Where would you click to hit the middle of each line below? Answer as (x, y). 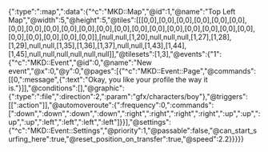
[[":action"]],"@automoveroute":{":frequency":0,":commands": (111, 105)
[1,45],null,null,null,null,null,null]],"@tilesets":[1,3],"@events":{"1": (115, 54)
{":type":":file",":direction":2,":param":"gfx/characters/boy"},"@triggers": (128, 96)
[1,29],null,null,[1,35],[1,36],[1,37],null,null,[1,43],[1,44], (98, 46)
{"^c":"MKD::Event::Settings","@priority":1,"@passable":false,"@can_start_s (133, 130)
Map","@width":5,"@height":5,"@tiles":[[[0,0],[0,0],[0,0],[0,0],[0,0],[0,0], (128, 20)
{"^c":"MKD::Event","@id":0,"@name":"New (80, 62)
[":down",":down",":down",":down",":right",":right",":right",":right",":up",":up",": (134, 114)
